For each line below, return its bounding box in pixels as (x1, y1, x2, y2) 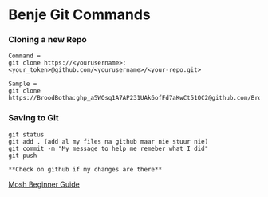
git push (8, 152, 37, 160)
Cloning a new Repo (8, 34, 88, 45)
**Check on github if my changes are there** (8, 165, 162, 173)
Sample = (8, 80, 37, 89)
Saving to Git (8, 112, 60, 124)
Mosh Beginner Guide (8, 179, 80, 189)
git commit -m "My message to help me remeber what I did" (8, 144, 209, 152)
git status (8, 130, 45, 139)
